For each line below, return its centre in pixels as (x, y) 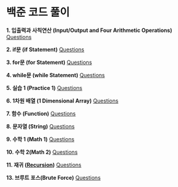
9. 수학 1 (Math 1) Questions (40, 139)
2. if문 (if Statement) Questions (45, 49)
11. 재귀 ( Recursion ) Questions (44, 165)
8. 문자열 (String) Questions (40, 126)
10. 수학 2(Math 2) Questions (42, 152)
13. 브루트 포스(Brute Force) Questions (53, 177)
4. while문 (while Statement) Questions (56, 75)
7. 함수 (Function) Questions (41, 113)
